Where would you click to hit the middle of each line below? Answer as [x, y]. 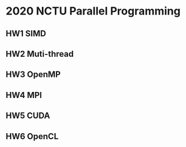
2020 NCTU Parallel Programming [93, 11]
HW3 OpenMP [33, 75]
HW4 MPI [24, 95]
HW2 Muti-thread [40, 54]
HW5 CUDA [28, 116]
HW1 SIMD [26, 34]
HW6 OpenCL [32, 136]
